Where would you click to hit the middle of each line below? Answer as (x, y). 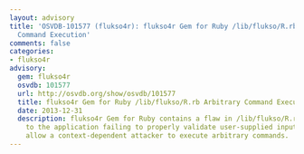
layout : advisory (42, 18)
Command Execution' (54, 34)
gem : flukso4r (44, 77)
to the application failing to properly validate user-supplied (149, 128)
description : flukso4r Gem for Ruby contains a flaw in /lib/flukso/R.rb (159, 119)
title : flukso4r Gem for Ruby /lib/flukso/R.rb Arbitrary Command (145, 102)
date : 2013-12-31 (50, 111)
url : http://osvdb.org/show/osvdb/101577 (97, 93)
